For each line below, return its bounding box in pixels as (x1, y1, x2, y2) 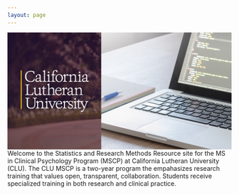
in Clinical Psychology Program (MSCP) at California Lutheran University (7, 157, 220, 165)
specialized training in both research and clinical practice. (7, 179, 176, 188)
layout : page (7, 11, 46, 19)
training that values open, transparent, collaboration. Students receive (7, 172, 212, 180)
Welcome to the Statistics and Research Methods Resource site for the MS (7, 149, 226, 157)
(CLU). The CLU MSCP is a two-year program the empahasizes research (7, 164, 221, 172)
